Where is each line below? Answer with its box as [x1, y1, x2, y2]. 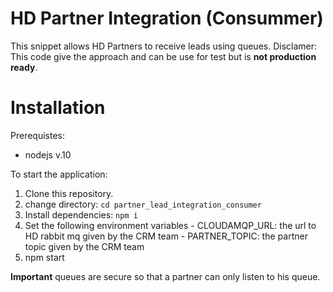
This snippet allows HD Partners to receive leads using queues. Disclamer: [10, 40, 318, 52]
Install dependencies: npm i [24, 208, 138, 221]
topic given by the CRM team [24, 240, 145, 252]
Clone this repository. [24, 187, 114, 199]
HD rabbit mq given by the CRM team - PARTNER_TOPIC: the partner [24, 230, 308, 242]
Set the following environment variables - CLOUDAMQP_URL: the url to [24, 219, 317, 231]
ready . [10, 61, 38, 73]
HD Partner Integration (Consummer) [10, 7, 324, 30]
